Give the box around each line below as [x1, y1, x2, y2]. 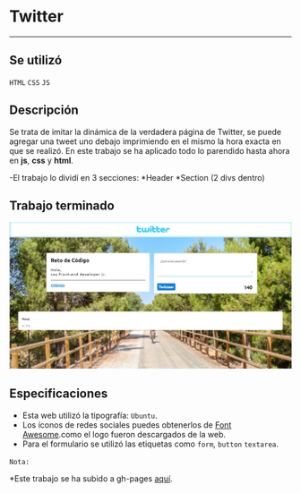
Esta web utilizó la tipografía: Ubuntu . [21, 410, 159, 421]
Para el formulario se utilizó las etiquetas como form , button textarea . [21, 438, 279, 449]
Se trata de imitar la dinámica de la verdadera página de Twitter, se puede [9, 126, 282, 137]
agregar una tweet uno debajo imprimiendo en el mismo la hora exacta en [9, 136, 282, 147]
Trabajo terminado [9, 198, 115, 213]
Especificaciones [9, 387, 108, 402]
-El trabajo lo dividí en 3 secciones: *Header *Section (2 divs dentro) [9, 172, 266, 183]
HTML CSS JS [9, 78, 51, 87]
